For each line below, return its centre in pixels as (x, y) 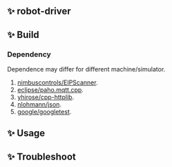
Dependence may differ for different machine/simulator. (86, 69)
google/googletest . (44, 112)
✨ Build (23, 35)
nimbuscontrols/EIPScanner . (57, 82)
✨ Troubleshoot (41, 156)
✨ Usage (26, 133)
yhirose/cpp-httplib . (46, 97)
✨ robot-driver (39, 11)
